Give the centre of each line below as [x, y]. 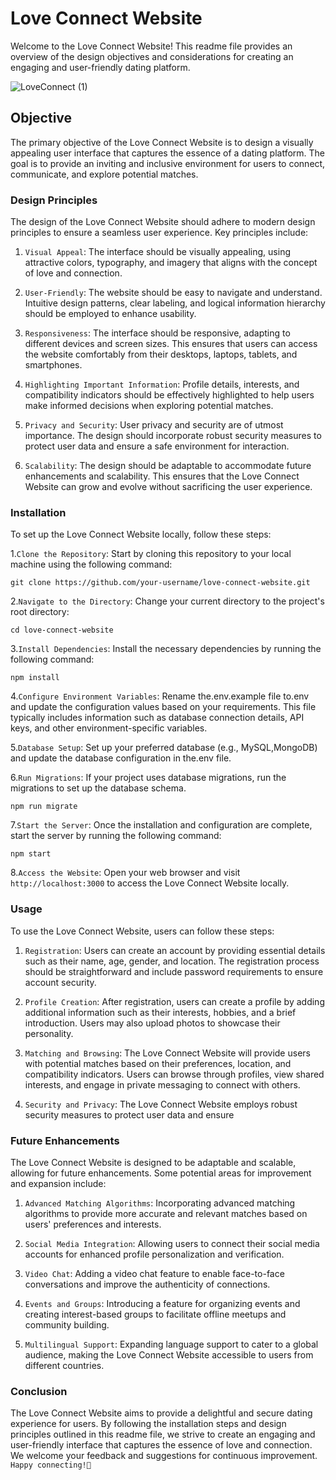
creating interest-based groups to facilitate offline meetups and [155, 1314]
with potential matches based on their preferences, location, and [158, 1063]
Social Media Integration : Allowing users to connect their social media [172, 1243]
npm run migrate [44, 807]
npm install [35, 678]
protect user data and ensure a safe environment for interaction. [157, 446]
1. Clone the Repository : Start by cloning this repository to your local [151, 554]
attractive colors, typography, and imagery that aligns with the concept [171, 263]
